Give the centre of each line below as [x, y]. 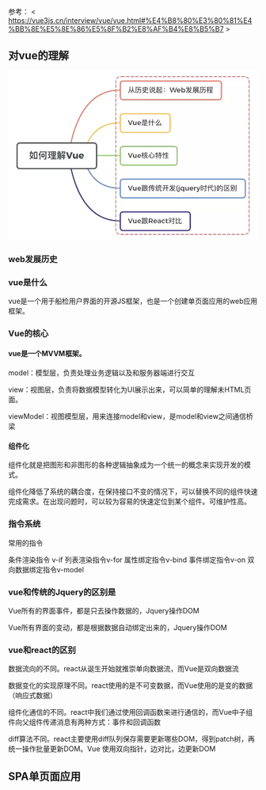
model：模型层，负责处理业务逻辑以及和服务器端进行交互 [102, 373]
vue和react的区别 [42, 650]
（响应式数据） [32, 696]
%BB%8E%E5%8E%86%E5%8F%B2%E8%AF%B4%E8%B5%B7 [116, 29]
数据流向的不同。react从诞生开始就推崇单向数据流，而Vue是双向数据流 [123, 669]
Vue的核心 [28, 333]
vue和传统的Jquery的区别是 [62, 592]
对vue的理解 [39, 56]
